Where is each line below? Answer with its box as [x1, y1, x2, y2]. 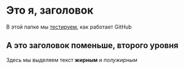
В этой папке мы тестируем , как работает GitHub [6, 23, 132, 30]
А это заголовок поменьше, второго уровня [6, 40, 179, 51]
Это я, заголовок [6, 4, 94, 17]
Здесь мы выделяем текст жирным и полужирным [6, 56, 137, 63]
